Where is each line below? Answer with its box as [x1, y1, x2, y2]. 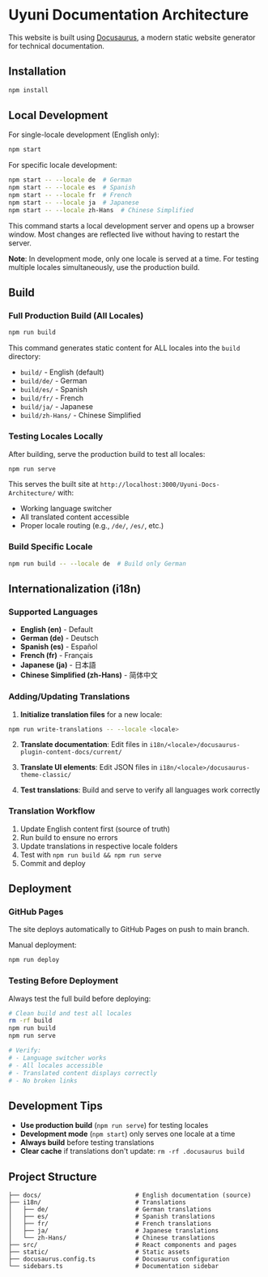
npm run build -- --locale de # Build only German [8, 559, 186, 568]
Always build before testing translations [19, 1138, 155, 1147]
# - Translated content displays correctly [8, 1069, 158, 1077]
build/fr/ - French [19, 393, 84, 403]
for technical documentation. [8, 41, 105, 50]
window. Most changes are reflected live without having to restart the [8, 229, 240, 239]
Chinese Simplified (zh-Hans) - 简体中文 [19, 670, 158, 680]
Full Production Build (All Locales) [8, 310, 144, 321]
